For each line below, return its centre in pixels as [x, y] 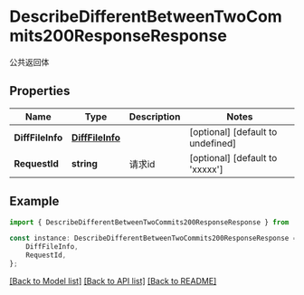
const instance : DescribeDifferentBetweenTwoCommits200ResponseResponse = [153, 238]
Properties [40, 91]
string [84, 163]
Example [34, 201]
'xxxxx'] [206, 169]
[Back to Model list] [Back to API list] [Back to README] [113, 281]
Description [155, 117]
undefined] [213, 143]
